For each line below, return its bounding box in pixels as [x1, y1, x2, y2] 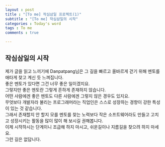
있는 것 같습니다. [10, 105, 42, 111]
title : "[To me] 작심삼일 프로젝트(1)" [5, 12, 82, 17]
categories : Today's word [5, 21, 61, 26]
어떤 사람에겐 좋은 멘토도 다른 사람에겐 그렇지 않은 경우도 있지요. [5, 93, 130, 99]
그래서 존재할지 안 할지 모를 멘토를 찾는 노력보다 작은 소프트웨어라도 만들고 [5, 111, 150, 117]
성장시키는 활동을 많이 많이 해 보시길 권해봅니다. [10, 117, 103, 124]
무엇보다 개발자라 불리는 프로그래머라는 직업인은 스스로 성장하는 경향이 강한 [5, 99, 152, 105]
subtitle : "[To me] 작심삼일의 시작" [5, 16, 79, 21]
